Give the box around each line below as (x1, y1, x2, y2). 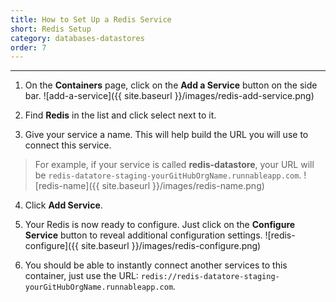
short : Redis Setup (10, 24, 92, 34)
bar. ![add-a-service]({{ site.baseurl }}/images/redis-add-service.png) (24, 90, 315, 102)
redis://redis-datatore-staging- (140, 272, 280, 282)
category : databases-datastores (10, 33, 145, 43)
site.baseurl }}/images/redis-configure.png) (81, 240, 262, 252)
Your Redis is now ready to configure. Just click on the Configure (24, 219, 296, 231)
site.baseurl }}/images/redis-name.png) (101, 180, 265, 192)
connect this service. (24, 139, 112, 151)
